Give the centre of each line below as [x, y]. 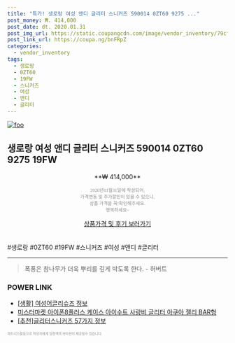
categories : [24, 46]
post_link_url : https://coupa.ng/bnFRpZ [67, 40]
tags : [15, 59]
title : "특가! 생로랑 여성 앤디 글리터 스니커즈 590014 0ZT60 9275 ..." [104, 14]
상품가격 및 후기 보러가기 [117, 223]
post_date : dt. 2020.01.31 [47, 27]
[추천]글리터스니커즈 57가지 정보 [62, 321]
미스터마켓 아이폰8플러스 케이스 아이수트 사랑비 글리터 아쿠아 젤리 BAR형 [117, 311]
